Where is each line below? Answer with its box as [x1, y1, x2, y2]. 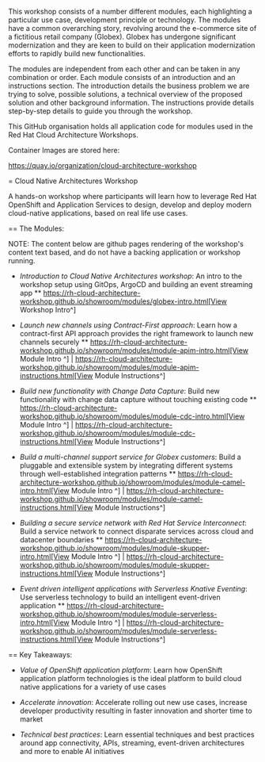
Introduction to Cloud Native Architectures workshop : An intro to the [19, 271, 243, 281]
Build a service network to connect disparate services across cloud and [19, 527, 254, 536]
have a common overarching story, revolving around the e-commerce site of [8, 24, 257, 33]
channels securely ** [19, 337, 89, 347]
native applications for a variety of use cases [19, 682, 167, 691]
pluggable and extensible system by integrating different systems [19, 461, 233, 470]
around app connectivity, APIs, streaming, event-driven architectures [19, 738, 245, 748]
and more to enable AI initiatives [19, 747, 125, 756]
